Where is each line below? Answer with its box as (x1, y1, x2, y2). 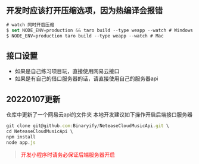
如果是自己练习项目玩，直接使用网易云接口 (14, 68, 120, 75)
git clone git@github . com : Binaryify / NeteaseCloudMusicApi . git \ (6, 123, 169, 129)
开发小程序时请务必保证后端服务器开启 (20, 151, 115, 158)
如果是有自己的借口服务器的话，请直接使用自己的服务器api (14, 75, 158, 82)
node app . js (6, 139, 36, 146)
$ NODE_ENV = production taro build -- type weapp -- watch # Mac (6, 33, 164, 39)
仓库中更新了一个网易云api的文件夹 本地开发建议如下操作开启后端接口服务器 (6, 111, 192, 118)
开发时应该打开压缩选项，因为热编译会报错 (6, 5, 163, 16)
